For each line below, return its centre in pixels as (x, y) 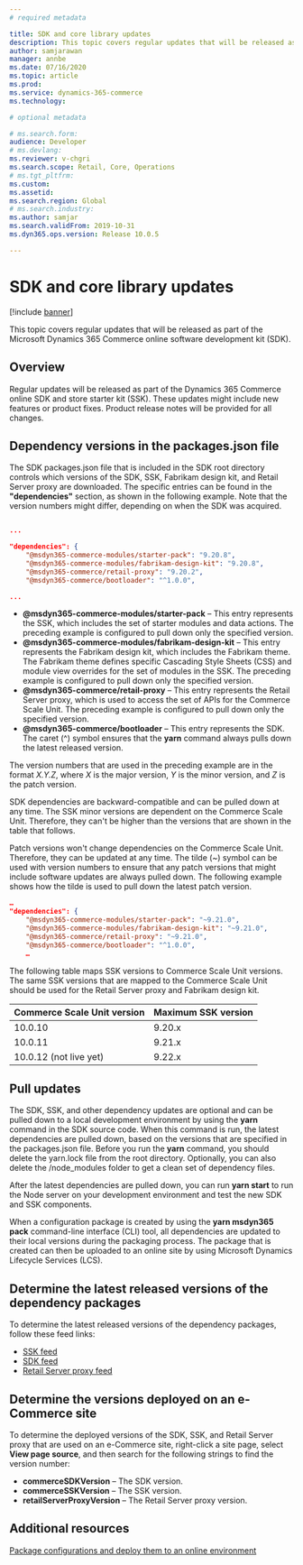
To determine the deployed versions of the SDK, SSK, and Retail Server (141, 1435)
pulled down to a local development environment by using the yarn (134, 1120)
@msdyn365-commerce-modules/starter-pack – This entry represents (158, 613)
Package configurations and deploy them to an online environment (133, 1550)
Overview (37, 368)
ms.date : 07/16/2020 (48, 68)
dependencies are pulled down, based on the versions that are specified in (148, 1139)
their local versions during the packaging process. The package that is (140, 1241)
